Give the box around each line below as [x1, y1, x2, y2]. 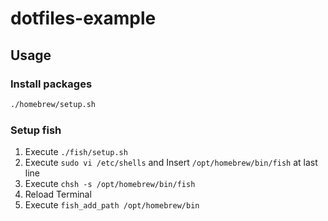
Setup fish [10, 123, 62, 137]
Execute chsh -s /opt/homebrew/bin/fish [24, 178, 196, 190]
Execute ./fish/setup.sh [24, 146, 128, 158]
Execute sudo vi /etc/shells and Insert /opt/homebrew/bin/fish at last [24, 157, 318, 169]
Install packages [10, 77, 93, 91]
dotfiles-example [10, 7, 157, 30]
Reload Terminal [24, 188, 92, 201]
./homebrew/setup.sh [10, 99, 97, 109]
